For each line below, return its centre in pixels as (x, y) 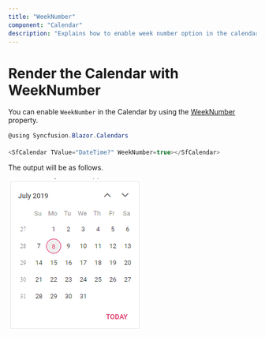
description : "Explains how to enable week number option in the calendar (134, 33)
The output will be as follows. (56, 167)
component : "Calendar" (45, 25)
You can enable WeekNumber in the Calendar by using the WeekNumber (122, 112)
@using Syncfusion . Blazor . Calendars (68, 136)
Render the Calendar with (93, 73)
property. (23, 120)
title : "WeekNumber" (42, 17)
